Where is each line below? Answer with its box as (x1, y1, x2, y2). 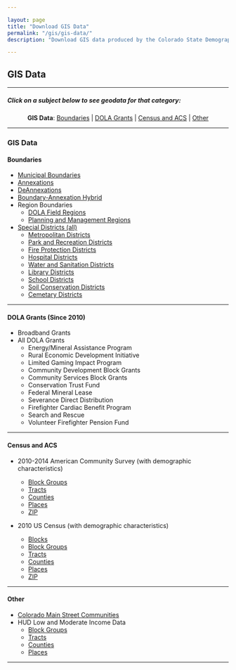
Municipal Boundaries (17, 171, 81, 179)
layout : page (7, 16, 46, 23)
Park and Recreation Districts (27, 238, 112, 247)
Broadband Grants (17, 328, 71, 337)
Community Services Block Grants (27, 373, 128, 382)
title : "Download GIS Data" (7, 22, 90, 30)
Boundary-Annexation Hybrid (17, 193, 103, 202)
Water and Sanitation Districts (27, 261, 114, 269)
